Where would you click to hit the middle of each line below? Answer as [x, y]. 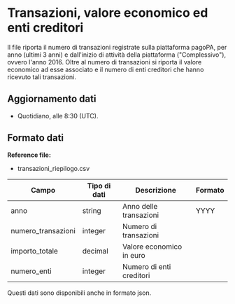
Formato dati [36, 138]
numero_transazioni [43, 230]
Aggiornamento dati [52, 99]
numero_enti [31, 271]
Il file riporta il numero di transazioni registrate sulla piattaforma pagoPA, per [117, 47]
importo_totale [34, 251]
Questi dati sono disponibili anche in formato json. [79, 293]
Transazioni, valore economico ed [108, 13]
